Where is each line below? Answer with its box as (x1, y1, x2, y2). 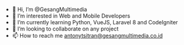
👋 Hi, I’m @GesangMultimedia (12, 6, 87, 13)
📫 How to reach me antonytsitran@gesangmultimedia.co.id (12, 32, 163, 39)
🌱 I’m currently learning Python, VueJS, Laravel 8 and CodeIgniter (12, 19, 178, 26)
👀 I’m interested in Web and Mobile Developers (12, 12, 130, 19)
